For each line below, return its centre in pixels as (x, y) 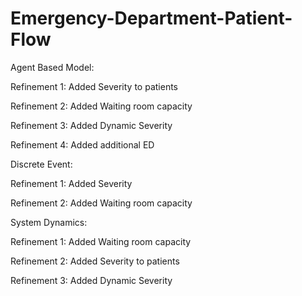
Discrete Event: (41, 164)
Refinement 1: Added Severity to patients (94, 86)
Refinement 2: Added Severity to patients (95, 261)
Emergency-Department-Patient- (151, 18)
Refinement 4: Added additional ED (82, 144)
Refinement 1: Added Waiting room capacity (101, 241)
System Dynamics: (49, 222)
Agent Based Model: (52, 67)
